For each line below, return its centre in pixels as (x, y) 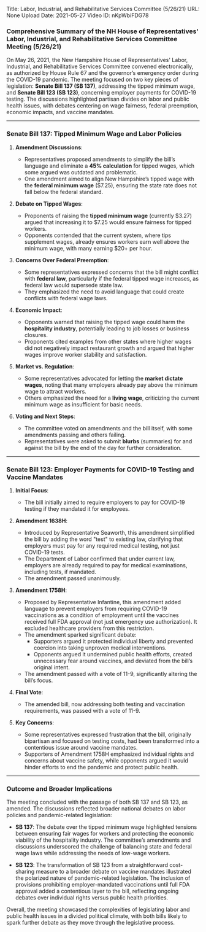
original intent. (52, 667)
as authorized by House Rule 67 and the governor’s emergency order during (103, 73)
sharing (25, 872)
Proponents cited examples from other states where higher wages (108, 341)
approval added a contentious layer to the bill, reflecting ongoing (97, 891)
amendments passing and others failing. (75, 435)
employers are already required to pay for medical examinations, (106, 565)
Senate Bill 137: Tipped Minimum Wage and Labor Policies (94, 134)
